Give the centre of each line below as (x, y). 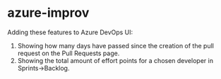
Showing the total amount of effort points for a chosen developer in (115, 60)
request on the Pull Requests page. (68, 53)
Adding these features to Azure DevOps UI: (70, 32)
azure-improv (48, 13)
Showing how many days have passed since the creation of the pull (115, 45)
